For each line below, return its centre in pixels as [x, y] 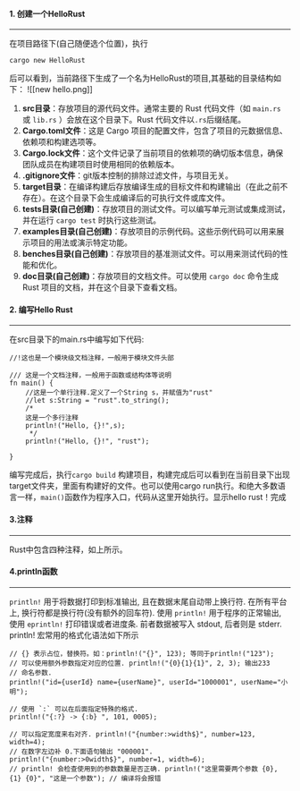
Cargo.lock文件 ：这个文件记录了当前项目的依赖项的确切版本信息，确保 [153, 153]
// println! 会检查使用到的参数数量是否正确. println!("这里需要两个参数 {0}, [144, 769]
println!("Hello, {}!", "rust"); [87, 442]
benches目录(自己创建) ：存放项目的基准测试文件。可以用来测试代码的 [151, 254]
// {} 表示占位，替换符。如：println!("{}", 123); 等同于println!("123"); [142, 653]
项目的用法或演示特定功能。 [81, 242]
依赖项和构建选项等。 [61, 142]
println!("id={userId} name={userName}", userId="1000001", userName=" [145, 682]
